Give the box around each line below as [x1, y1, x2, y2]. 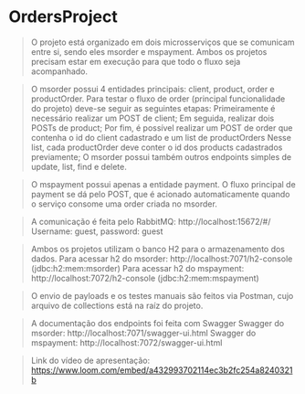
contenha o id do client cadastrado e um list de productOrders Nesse [30, 132, 291, 143]
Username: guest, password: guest [30, 226, 163, 237]
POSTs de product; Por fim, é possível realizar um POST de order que [30, 122, 293, 133]
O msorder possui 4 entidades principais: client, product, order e [30, 83, 275, 94]
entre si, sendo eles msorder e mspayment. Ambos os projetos [30, 46, 268, 57]
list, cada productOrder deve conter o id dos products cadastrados [30, 142, 283, 153]
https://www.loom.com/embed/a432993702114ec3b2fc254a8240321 [30, 364, 293, 376]
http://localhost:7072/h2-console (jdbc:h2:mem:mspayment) [30, 272, 259, 283]
